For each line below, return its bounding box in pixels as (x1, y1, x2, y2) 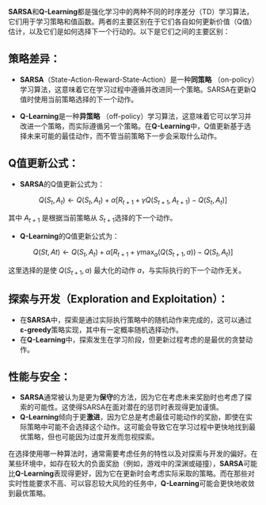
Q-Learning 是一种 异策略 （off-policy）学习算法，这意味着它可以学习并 (19, 111, 252, 121)
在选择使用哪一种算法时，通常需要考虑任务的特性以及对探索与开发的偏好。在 (8, 449, 258, 458)
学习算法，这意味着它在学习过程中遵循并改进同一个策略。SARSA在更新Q (19, 84, 256, 94)
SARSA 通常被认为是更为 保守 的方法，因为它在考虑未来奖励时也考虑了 (19, 392, 245, 402)
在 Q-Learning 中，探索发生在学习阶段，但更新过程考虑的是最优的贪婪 (19, 335, 246, 344)
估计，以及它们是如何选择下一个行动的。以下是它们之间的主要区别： (8, 27, 230, 36)
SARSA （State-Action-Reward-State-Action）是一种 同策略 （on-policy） (19, 75, 256, 84)
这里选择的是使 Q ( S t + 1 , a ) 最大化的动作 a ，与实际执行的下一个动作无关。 (8, 266, 246, 277)
